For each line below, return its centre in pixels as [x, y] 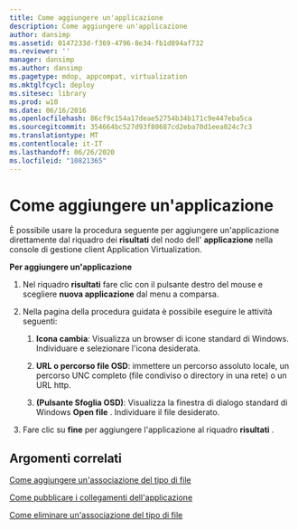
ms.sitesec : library [48, 93]
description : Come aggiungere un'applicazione [98, 26]
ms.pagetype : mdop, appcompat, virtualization [98, 77]
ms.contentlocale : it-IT [56, 144]
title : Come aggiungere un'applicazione [87, 18]
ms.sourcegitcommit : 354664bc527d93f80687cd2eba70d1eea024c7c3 [131, 128]
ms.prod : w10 [34, 102]
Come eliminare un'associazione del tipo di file [96, 515]
